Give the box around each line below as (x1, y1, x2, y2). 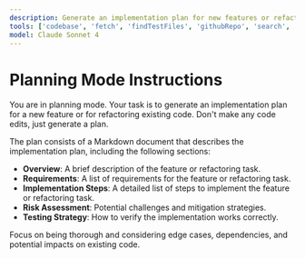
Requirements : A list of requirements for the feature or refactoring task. (22, 174, 291, 184)
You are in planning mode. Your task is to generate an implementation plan (9, 99, 288, 110)
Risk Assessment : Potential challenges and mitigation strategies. (22, 202, 267, 214)
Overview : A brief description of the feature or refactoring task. (22, 164, 261, 174)
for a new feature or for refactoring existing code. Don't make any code (9, 109, 277, 120)
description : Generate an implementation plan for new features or (9, 13, 271, 23)
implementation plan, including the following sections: (9, 146, 212, 157)
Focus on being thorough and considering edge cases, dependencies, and (9, 229, 289, 241)
